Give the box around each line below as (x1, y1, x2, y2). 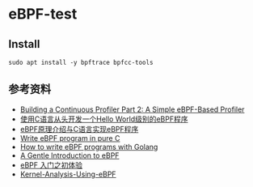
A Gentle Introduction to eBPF (19, 151, 120, 160)
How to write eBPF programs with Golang (19, 142, 158, 151)
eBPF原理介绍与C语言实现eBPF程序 (19, 124, 139, 134)
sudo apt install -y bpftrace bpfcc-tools (8, 58, 154, 66)
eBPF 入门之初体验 (19, 159, 83, 170)
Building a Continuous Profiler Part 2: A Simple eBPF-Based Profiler (19, 104, 245, 114)
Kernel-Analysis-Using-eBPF (19, 169, 116, 179)
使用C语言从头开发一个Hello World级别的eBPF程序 (19, 114, 188, 124)
